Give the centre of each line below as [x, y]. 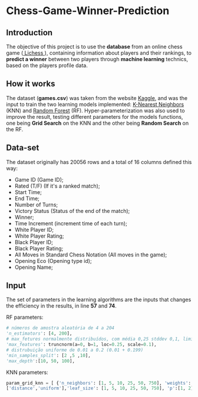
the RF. [15, 129]
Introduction [29, 33]
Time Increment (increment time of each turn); [71, 223]
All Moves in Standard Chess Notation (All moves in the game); [91, 255]
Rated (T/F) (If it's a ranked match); [57, 186]
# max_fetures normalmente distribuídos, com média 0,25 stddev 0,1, [93, 339]
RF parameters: [25, 317]
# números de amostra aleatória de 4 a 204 [60, 328]
